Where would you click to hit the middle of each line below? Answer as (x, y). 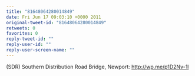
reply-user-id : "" (29, 45)
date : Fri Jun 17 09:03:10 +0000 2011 (54, 17)
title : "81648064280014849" (41, 11)
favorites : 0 (22, 34)
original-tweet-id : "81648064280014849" (57, 22)
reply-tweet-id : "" (30, 39)
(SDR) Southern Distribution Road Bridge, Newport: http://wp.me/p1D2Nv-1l (97, 67)
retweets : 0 (21, 28)
